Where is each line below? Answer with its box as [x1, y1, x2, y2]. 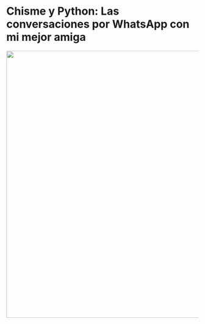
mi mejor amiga [6, 31, 87, 44]
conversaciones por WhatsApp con [6, 17, 190, 31]
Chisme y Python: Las [6, 4, 120, 18]
